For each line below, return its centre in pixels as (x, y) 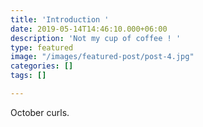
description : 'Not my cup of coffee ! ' (96, 38)
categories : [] (42, 66)
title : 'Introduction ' (60, 19)
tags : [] (28, 76)
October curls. (40, 112)
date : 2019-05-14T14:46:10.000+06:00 (89, 29)
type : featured (42, 47)
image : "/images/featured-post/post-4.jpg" (102, 57)
